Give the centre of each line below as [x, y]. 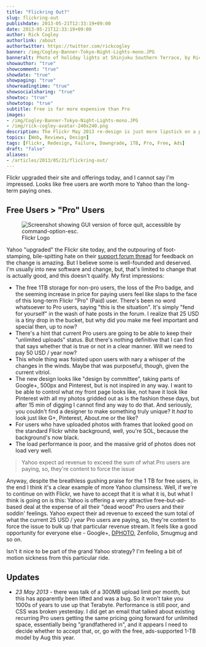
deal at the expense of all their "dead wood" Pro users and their [104, 507]
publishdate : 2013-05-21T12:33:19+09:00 [59, 23]
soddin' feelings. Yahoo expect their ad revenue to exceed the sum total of [101, 513]
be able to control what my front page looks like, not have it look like [101, 392]
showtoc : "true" [27, 98]
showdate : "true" [29, 75]
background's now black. [47, 438]
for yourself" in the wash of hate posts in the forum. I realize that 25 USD [107, 314]
